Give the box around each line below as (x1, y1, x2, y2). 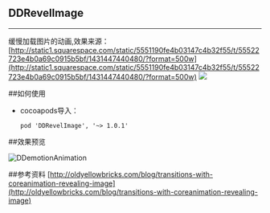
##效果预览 (8, 137, 46, 146)
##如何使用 (8, 88, 46, 98)
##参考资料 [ (8, 169, 51, 179)
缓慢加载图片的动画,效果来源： (8, 36, 110, 46)
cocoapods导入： (19, 105, 79, 115)
